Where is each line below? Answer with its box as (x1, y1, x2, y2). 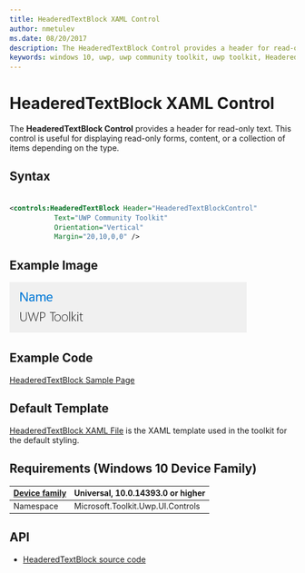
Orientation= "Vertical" (54, 222, 144, 232)
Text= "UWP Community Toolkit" (54, 213, 169, 222)
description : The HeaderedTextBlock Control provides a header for (9, 44, 271, 53)
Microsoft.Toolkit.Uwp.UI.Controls (74, 500, 201, 512)
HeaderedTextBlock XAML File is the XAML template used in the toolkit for (9, 425, 288, 436)
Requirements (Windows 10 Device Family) (9, 461, 257, 477)
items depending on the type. (9, 143, 120, 153)
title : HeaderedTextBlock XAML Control (9, 15, 161, 24)
